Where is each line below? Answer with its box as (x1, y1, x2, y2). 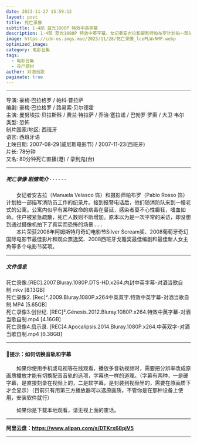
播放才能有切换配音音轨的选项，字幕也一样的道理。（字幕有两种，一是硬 (16, 372, 189, 379)
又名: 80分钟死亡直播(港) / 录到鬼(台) (6, 155, 95, 162)
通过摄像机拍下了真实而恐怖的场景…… (11, 221, 103, 228)
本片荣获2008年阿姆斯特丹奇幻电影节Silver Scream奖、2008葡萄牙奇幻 (16, 228, 189, 235)
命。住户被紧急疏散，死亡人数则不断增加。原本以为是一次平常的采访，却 (6, 214, 181, 221)
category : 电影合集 (6, 47, 50, 53)
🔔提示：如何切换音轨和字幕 (6, 351, 72, 358)
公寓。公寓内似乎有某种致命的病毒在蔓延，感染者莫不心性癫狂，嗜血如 (16, 206, 186, 214)
